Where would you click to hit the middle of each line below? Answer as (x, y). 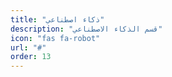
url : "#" (28, 47)
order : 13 (31, 57)
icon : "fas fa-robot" (55, 38)
